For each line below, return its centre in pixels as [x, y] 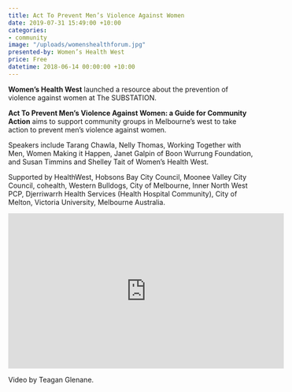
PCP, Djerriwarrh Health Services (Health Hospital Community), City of [123, 193]
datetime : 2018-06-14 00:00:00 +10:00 [72, 67]
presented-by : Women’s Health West [67, 52]
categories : [28, 30]
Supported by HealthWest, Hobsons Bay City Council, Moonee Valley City [128, 177]
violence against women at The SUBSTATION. [83, 97]
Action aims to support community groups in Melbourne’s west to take [122, 121]
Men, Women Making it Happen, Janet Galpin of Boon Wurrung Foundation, [131, 153]
